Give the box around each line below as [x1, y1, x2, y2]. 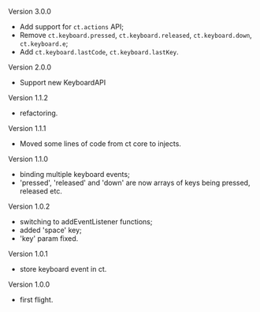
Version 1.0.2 [8, 201, 50, 211]
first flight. [19, 295, 54, 304]
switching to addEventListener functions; [19, 217, 153, 226]
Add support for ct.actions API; [19, 22, 124, 31]
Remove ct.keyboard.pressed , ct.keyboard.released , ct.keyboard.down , [19, 31, 252, 39]
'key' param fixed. [19, 234, 79, 243]
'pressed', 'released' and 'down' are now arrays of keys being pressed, [19, 178, 251, 187]
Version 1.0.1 [8, 249, 49, 258]
